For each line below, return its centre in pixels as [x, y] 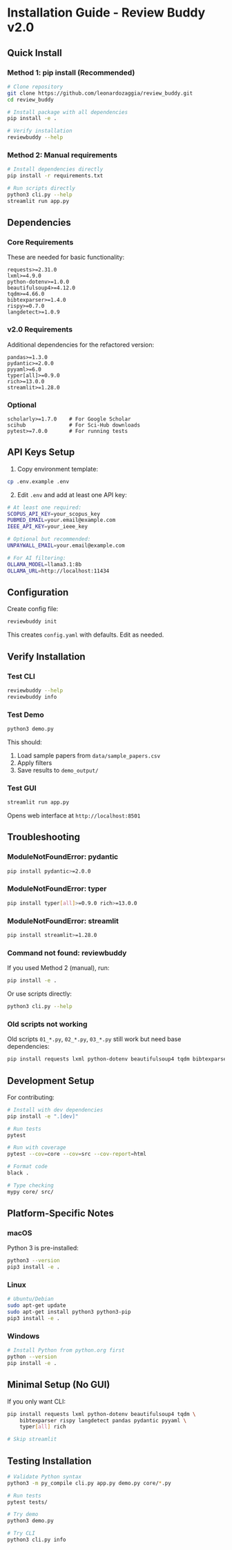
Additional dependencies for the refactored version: [81, 345]
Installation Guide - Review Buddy [106, 13]
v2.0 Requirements [40, 329]
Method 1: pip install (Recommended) [71, 72]
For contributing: [31, 1097]
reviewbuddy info [32, 697]
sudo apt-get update [37, 1306]
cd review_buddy [30, 99]
